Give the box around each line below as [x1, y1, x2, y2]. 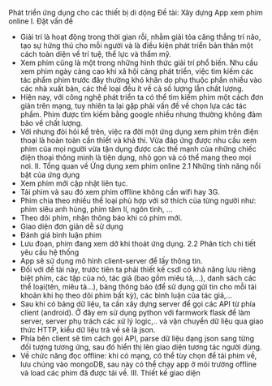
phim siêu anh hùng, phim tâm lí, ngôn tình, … [19, 204, 173, 214]
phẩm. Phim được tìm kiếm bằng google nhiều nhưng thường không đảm [19, 109, 262, 119]
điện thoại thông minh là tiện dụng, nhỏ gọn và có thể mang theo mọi [19, 152, 252, 162]
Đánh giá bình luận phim [19, 230, 101, 239]
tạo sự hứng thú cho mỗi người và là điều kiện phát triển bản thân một [19, 41, 253, 50]
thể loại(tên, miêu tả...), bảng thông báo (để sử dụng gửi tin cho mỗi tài [19, 282, 257, 291]
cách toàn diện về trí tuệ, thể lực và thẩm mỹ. [19, 49, 172, 58]
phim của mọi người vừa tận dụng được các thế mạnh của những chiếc [19, 144, 257, 153]
